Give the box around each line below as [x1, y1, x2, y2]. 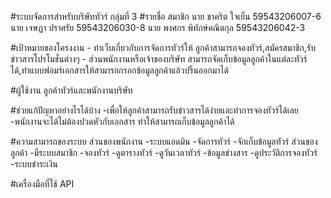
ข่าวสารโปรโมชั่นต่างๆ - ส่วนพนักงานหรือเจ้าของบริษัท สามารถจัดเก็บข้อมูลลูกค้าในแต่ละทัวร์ [10, 53, 308, 65]
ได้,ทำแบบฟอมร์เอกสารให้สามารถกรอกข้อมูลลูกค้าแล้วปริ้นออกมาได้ [10, 64, 229, 76]
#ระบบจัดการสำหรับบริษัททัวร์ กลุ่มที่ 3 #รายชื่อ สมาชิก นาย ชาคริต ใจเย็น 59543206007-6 [10, 11, 322, 22]
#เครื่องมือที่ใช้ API [10, 178, 75, 190]
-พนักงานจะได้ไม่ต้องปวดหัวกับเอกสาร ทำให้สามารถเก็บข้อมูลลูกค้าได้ [10, 116, 235, 127]
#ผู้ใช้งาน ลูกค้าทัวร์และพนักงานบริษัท [10, 84, 133, 96]
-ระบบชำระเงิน [10, 158, 58, 170]
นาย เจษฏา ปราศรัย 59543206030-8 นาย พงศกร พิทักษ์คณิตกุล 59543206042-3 [10, 22, 306, 33]
